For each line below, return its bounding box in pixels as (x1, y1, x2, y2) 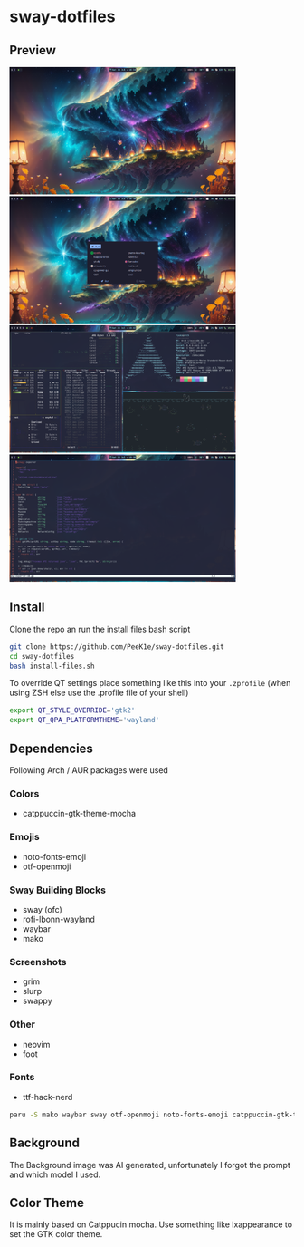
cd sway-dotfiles (9, 652, 75, 661)
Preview (9, 43, 57, 58)
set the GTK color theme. (9, 1229, 103, 1240)
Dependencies (9, 740, 93, 756)
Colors (9, 787, 40, 799)
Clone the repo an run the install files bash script (9, 623, 191, 634)
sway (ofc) (22, 904, 63, 914)
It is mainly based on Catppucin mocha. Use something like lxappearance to (9, 1219, 292, 1230)
